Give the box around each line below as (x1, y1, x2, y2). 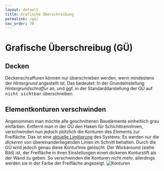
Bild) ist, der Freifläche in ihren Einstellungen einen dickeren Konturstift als (5, 150, 157, 156)
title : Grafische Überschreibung (5, 12, 74, 17)
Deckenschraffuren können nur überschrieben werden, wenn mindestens (5, 75, 155, 81)
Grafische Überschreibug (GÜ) (5, 43, 133, 53)
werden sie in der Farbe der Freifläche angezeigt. (5, 160, 105, 166)
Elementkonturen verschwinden (5, 105, 106, 114)
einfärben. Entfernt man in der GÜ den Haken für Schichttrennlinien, (5, 124, 143, 129)
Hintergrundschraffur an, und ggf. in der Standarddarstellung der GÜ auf (5, 85, 153, 91)
